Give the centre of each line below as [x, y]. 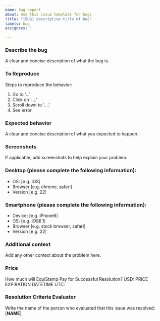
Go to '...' [21, 94]
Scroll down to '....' [31, 105]
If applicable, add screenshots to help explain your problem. [66, 158]
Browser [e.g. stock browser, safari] [49, 226]
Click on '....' [25, 100]
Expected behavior [28, 123]
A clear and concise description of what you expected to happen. [72, 134]
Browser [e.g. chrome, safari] [42, 187]
